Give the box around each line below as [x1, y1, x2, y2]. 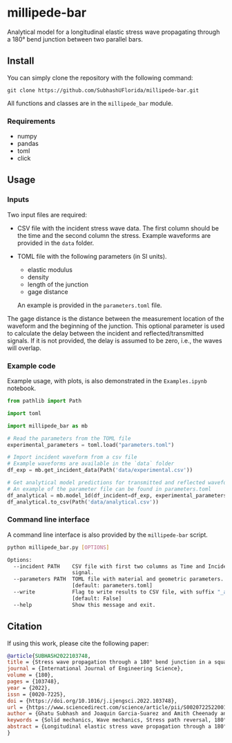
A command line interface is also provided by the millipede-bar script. [7, 531, 209, 539]
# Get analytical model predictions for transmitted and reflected [7, 479, 206, 486]
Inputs [7, 195, 30, 205]
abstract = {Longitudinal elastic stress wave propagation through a [7, 723, 212, 731]
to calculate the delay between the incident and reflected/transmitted [7, 329, 204, 337]
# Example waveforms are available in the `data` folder [7, 460, 175, 468]
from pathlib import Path [7, 398, 81, 405]
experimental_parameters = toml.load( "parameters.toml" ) [7, 441, 175, 448]
